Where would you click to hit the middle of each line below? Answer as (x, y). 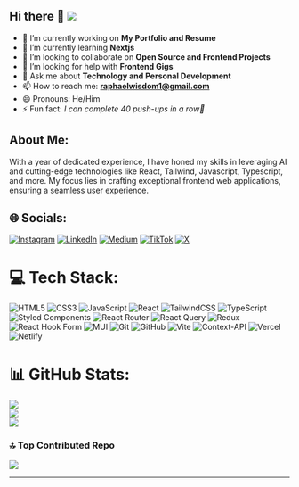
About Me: (39, 140)
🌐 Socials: (38, 218)
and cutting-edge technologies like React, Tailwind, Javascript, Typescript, (146, 171)
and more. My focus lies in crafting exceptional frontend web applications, (145, 180)
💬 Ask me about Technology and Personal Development (126, 76)
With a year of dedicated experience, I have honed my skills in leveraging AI (148, 161)
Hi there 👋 (37, 17)
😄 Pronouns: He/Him (61, 98)
